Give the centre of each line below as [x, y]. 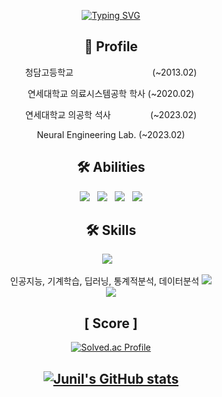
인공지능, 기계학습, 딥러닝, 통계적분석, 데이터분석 [104, 281]
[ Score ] [111, 323]
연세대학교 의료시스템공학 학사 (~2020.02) [111, 93]
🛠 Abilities [111, 167]
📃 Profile [111, 46]
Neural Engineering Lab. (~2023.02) [111, 134]
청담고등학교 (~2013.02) [111, 72]
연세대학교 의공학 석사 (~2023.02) [111, 114]
